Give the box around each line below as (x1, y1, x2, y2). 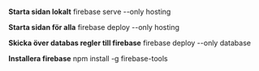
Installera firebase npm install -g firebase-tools (8, 54, 168, 63)
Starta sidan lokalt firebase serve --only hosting (8, 7, 171, 16)
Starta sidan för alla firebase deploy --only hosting (8, 23, 180, 31)
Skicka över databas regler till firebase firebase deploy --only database (8, 38, 252, 48)
